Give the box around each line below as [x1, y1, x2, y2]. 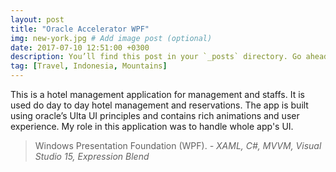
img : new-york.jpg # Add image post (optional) [10, 33, 213, 43]
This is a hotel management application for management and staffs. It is [10, 89, 305, 100]
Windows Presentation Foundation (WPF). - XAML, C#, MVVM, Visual [34, 140, 322, 151]
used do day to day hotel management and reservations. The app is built [10, 99, 309, 111]
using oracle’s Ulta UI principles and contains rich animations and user [10, 110, 300, 121]
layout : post [10, 14, 65, 25]
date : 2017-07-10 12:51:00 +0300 [10, 42, 150, 53]
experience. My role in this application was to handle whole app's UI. [10, 121, 294, 132]
